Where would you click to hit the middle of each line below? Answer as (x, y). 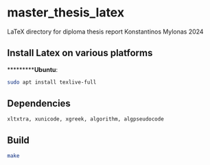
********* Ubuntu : (33, 69)
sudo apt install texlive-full (52, 82)
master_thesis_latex (66, 13)
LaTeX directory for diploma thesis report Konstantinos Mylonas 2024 (105, 31)
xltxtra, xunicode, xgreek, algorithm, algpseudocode (86, 119)
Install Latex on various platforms (80, 53)
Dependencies (39, 104)
